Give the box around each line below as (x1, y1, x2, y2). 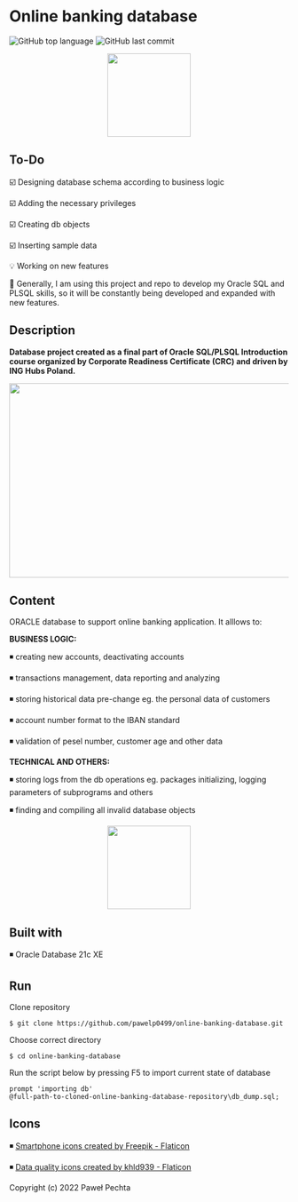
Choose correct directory (9, 1035, 102, 1045)
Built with (9, 925, 63, 940)
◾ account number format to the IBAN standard (9, 715, 180, 726)
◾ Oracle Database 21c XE (9, 949, 104, 960)
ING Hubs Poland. (9, 365, 76, 376)
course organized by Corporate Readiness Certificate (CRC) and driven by (9, 355, 288, 366)
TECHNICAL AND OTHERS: (9, 757, 111, 768)
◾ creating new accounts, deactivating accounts (9, 651, 184, 663)
